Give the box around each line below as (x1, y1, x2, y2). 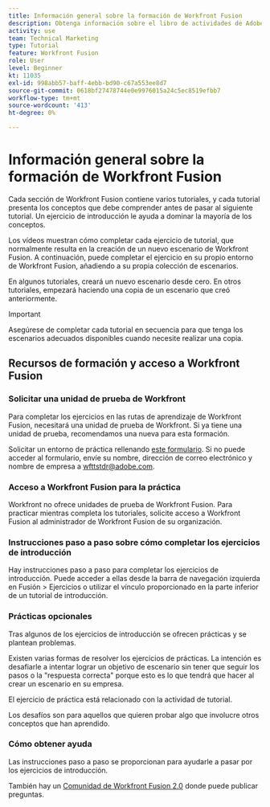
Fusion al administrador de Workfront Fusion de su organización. (8, 516, 223, 526)
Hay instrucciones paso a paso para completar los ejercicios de (8, 565, 219, 575)
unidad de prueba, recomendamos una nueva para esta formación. (8, 428, 230, 438)
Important (8, 309, 41, 318)
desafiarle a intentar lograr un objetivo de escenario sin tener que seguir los (8, 662, 260, 671)
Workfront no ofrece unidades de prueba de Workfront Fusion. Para (8, 499, 233, 509)
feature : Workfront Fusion (8, 49, 99, 57)
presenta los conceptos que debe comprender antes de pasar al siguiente (8, 203, 253, 212)
